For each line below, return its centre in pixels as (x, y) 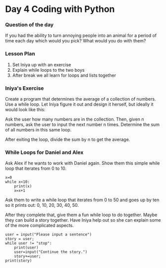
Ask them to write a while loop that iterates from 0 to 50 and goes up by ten (82, 200)
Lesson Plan (20, 54)
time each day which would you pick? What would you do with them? (76, 41)
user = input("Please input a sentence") (49, 235)
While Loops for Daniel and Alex (44, 152)
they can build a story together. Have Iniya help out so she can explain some (83, 220)
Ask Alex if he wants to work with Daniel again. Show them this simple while (83, 163)
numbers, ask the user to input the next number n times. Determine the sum (83, 125)
